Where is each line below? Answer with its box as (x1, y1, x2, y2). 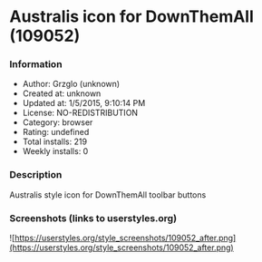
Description (9, 169, 63, 181)
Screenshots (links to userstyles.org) (9, 211, 178, 224)
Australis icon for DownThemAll (9, 6, 254, 27)
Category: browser (22, 117, 93, 128)
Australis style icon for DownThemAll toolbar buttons (9, 189, 207, 200)
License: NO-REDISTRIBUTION (22, 107, 139, 119)
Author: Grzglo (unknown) (22, 79, 121, 90)
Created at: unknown (22, 88, 102, 99)
